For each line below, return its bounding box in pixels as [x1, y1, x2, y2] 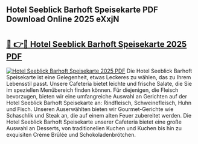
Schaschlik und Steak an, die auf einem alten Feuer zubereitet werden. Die [6, 112, 192, 119]
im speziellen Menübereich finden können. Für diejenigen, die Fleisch [6, 86, 179, 94]
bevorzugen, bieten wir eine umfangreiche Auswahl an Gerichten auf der [6, 93, 187, 100]
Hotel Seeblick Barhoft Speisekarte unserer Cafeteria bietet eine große [6, 118, 182, 125]
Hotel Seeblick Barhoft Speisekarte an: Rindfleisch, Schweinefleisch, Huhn [6, 99, 192, 106]
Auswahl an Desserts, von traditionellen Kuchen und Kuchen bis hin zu [6, 125, 182, 131]
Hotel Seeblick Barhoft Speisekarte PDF [6, 5, 159, 15]
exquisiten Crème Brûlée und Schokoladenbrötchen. [6, 131, 136, 138]
